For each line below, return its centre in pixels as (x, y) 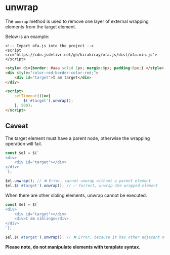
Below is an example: (27, 37)
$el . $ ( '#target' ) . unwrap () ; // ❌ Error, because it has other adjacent (83, 237)
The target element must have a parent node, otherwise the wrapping (78, 138)
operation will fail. (24, 143)
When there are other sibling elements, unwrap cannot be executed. (76, 195)
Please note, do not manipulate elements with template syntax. (73, 247)
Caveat (17, 126)
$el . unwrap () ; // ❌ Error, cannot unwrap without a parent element (78, 181)
